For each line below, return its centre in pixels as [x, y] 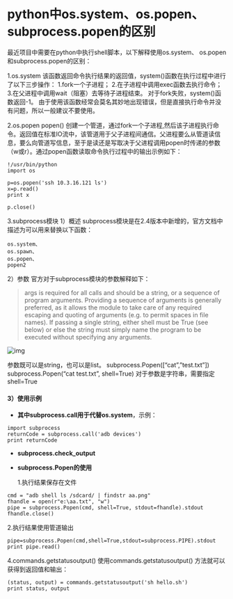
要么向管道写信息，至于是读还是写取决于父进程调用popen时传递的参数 [120, 143]
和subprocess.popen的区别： [49, 61]
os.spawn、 [23, 251]
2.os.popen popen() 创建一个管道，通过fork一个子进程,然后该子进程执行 [110, 125]
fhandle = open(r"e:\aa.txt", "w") [59, 502]
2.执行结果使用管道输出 [41, 528]
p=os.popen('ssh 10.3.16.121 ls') [57, 183]
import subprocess [34, 429]
